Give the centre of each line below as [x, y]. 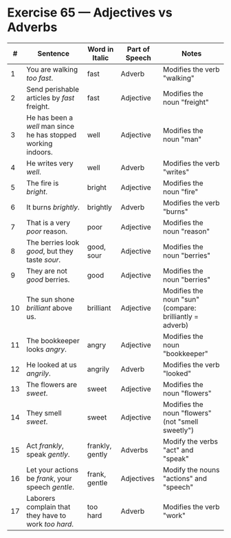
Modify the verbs [190, 441]
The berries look [53, 242]
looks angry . [47, 349]
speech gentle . [50, 487]
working [40, 143]
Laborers [41, 498]
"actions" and [185, 478]
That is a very [48, 223]
